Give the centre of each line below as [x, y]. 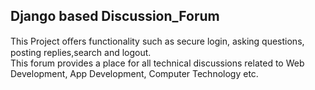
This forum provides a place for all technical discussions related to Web [157, 63]
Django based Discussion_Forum [115, 16]
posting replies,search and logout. [81, 52]
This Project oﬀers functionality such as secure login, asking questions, [157, 41]
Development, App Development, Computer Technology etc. [134, 73]
